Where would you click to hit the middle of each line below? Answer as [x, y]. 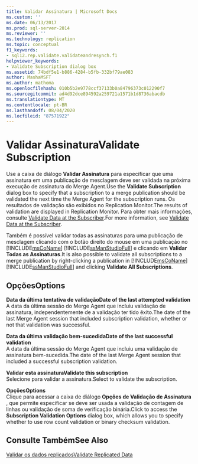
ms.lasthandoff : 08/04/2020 [41, 110]
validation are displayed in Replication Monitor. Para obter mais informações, [100, 212]
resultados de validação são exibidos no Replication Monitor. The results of [97, 205]
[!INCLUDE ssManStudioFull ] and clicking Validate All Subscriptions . [90, 267]
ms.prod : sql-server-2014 [38, 28]
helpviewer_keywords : [33, 61]
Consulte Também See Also [57, 440]
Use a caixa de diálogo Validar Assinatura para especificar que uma [90, 174]
